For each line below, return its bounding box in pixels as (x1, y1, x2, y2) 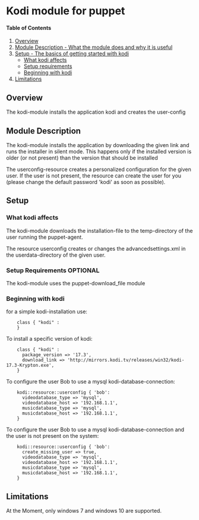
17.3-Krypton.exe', (6, 362, 55, 369)
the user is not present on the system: (6, 432, 99, 440)
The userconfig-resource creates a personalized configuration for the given (6, 166, 191, 173)
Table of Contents (6, 24, 52, 31)
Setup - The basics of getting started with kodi (14, 50, 129, 57)
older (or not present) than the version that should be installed (6, 154, 159, 161)
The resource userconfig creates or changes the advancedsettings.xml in (6, 245, 186, 252)
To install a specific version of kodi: (6, 335, 93, 342)
